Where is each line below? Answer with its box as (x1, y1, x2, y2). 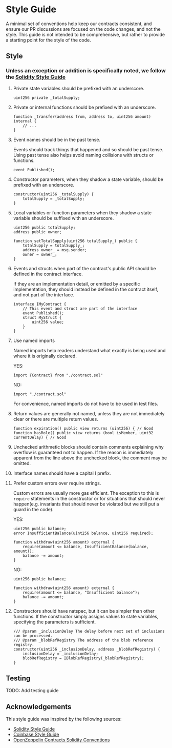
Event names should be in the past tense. (13, 136, 101, 143)
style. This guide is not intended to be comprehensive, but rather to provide (6, 31, 165, 37)
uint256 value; (32, 319, 64, 325)
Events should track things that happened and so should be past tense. (13, 146, 163, 152)
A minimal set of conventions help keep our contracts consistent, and (6, 21, 152, 27)
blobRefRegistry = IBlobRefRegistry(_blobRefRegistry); (23, 655, 144, 661)
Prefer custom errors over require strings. (13, 480, 101, 486)
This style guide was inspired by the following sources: (6, 716, 122, 722)
